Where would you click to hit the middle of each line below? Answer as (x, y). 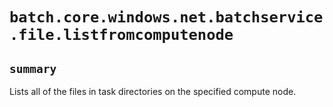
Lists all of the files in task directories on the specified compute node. (153, 91)
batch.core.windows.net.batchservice (166, 17)
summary (33, 68)
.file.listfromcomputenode (121, 35)
